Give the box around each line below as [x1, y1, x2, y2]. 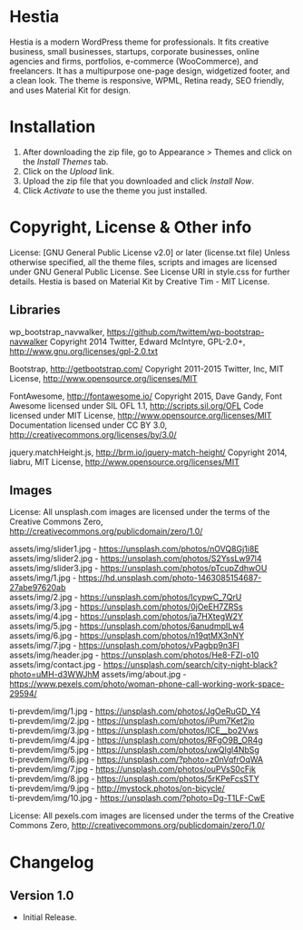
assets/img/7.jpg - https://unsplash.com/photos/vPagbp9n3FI [9, 640, 240, 651]
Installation [9, 116, 96, 137]
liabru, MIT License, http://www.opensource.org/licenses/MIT [9, 456, 240, 467]
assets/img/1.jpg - [9, 572, 77, 583]
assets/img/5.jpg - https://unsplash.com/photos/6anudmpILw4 [9, 620, 245, 632]
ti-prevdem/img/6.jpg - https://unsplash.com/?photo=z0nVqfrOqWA [9, 754, 264, 765]
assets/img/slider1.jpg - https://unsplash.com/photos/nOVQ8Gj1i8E [9, 543, 259, 555]
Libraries [9, 302, 61, 318]
